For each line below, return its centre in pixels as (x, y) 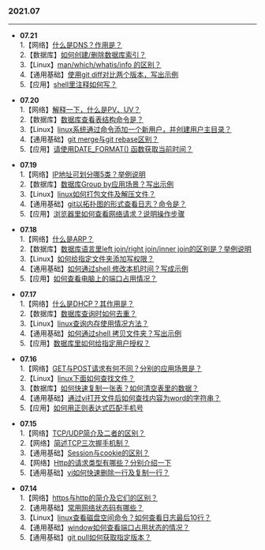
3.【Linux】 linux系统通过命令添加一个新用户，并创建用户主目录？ (125, 130)
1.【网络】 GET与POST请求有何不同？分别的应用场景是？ (111, 368)
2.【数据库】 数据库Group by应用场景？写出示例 (97, 184)
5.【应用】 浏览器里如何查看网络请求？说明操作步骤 (102, 214)
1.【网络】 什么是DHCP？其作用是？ (77, 304)
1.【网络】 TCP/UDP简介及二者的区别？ (82, 433)
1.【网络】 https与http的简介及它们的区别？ (88, 498)
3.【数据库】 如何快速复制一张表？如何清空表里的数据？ (109, 388)
